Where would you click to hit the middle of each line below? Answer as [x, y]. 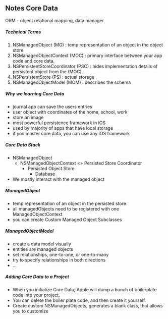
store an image [28, 117]
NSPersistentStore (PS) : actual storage [53, 77]
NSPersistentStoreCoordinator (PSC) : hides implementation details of [85, 66]
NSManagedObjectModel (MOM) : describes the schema [72, 82]
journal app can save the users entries [52, 107]
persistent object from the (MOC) [47, 71]
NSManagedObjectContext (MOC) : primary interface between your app [87, 56]
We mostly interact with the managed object [59, 179]
